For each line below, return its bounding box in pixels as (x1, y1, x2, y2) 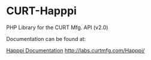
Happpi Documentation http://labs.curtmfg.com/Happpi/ (6, 46, 145, 54)
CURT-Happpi (6, 4, 77, 18)
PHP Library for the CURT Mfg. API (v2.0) (6, 24, 108, 31)
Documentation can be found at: (6, 35, 86, 42)
